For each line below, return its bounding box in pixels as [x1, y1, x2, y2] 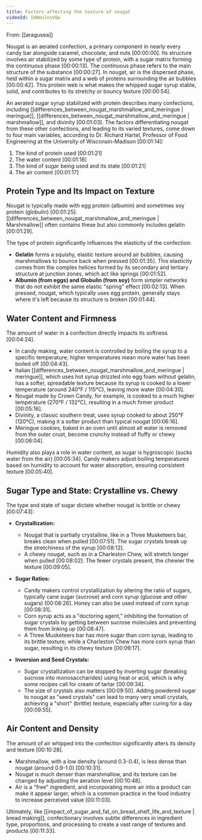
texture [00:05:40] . [6, 468, 54, 475]
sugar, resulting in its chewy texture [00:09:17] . [24, 644, 141, 651]
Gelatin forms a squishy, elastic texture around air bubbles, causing [14, 251, 184, 258]
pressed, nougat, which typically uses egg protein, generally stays [14, 289, 180, 297]
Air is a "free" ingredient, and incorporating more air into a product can [14, 783, 191, 791]
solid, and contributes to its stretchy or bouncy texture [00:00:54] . [6, 87, 171, 95]
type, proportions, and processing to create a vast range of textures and [6, 821, 186, 828]
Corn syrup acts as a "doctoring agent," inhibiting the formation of [24, 612, 189, 619]
